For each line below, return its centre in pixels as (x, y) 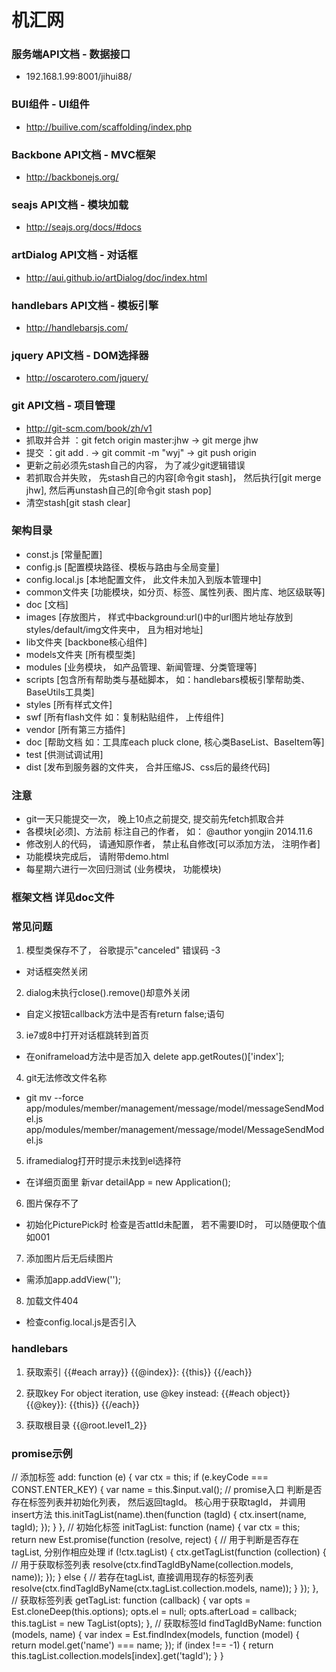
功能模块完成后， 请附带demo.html (97, 857)
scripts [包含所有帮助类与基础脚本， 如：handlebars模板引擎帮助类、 (168, 679)
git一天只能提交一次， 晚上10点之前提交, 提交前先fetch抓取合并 (155, 819)
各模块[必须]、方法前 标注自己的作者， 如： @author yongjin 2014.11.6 (169, 832)
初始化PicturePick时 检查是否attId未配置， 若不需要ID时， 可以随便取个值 (176, 1225)
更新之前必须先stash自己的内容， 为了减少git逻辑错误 (135, 465)
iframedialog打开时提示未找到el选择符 (103, 1161)
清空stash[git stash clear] (78, 502)
